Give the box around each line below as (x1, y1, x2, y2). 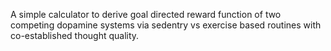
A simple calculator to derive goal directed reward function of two (10, 9, 282, 20)
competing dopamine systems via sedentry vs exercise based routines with (10, 19, 322, 31)
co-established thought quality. (10, 30, 140, 41)
